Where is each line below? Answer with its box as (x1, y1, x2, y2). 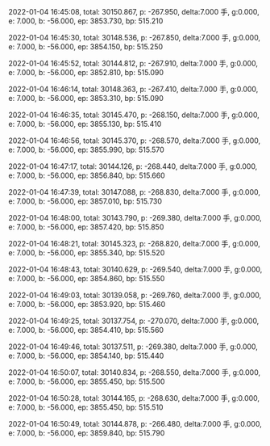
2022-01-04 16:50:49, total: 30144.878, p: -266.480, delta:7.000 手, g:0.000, (8, 419, 262, 428)
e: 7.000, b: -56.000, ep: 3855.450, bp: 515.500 (8, 377, 165, 386)
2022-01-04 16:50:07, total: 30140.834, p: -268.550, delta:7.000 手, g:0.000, (8, 368, 260, 377)
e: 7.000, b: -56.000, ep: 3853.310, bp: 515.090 (8, 94, 164, 103)
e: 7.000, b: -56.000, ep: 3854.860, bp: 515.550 (8, 274, 165, 283)
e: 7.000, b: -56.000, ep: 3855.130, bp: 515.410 (8, 120, 162, 128)
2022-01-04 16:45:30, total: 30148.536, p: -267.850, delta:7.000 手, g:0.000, (8, 33, 260, 42)
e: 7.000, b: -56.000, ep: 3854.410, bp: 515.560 (8, 326, 164, 334)
